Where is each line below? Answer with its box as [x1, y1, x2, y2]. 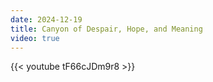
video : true [10, 33, 60, 43]
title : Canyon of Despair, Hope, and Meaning [10, 24, 203, 34]
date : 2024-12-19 [10, 14, 83, 25]
